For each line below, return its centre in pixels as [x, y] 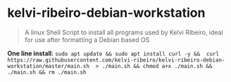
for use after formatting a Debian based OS [87, 39]
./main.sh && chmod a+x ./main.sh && [157, 66]
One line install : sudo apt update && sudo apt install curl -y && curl [113, 53]
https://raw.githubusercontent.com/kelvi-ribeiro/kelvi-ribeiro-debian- [116, 60]
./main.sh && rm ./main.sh [47, 72]
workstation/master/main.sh [49, 66]
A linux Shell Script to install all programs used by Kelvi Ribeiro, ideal [124, 32]
